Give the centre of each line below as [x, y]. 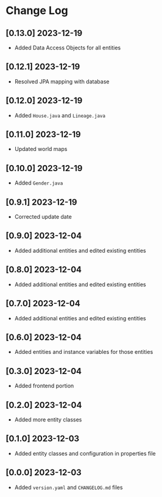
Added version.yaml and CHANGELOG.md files [69, 487]
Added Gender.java [39, 183]
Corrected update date [43, 217]
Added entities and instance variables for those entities [84, 352]
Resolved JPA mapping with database [62, 81]
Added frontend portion [44, 386]
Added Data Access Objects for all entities [68, 48]
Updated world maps [41, 149]
